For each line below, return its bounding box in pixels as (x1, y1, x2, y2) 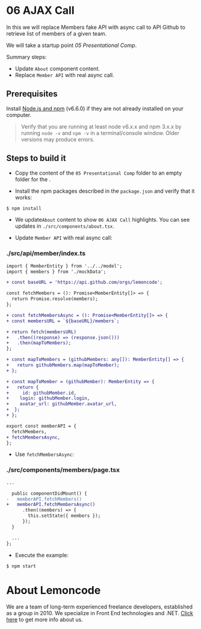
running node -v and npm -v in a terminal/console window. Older (20, 129, 179, 136)
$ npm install (6, 205, 42, 211)
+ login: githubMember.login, (6, 395, 90, 401)
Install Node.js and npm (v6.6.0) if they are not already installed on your (6, 105, 184, 112)
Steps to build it (6, 153, 66, 163)
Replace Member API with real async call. (14, 71, 114, 78)
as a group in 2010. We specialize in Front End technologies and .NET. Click (6, 610, 194, 617)
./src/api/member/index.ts (6, 249, 86, 258)
